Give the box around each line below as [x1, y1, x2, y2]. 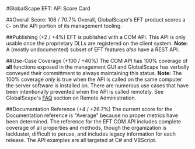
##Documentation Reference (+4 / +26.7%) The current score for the [6, 106, 173, 112]
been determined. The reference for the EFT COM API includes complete [6, 118, 182, 125]
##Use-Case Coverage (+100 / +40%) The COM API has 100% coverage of [6, 58, 188, 64]
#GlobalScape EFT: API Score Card [6, 5, 90, 12]
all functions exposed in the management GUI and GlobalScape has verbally [6, 63, 190, 70]
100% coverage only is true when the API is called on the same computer [6, 76, 182, 83]
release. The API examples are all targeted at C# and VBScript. [6, 137, 156, 143]
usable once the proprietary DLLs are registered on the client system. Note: [6, 40, 188, 47]
